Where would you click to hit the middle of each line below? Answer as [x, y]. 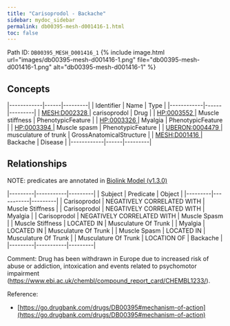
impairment [23, 273]
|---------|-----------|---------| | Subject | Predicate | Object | [95, 193]
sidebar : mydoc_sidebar [41, 20]
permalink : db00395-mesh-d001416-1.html [66, 26]
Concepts [29, 89]
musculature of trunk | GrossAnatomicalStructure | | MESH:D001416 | [105, 135]
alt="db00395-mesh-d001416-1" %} [105, 67]
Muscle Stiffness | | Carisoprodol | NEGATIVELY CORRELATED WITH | [106, 209]
